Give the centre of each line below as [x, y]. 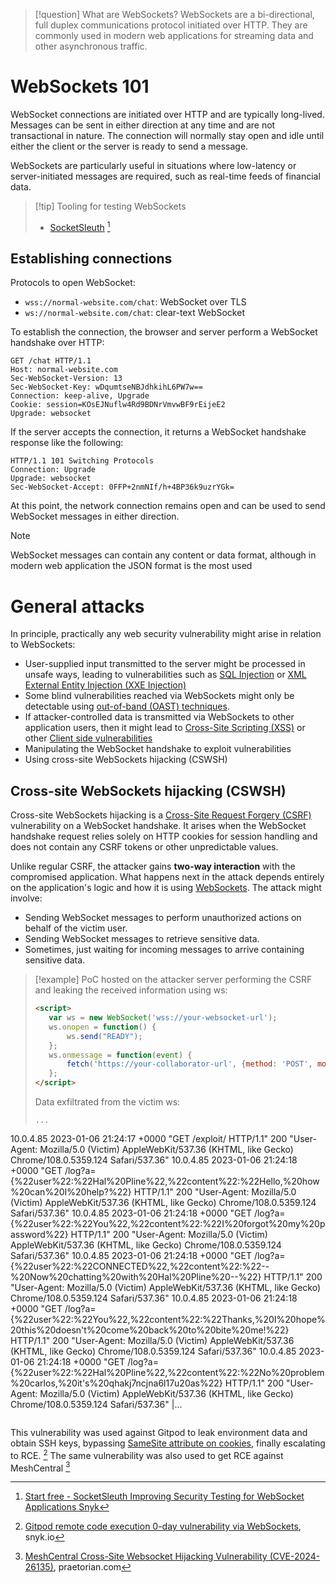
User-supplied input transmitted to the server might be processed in [165, 664]
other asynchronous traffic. [91, 46]
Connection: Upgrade [53, 470]
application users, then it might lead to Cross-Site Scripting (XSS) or [165, 728]
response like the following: [67, 443]
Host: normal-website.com [64, 370]
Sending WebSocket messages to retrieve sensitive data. [142, 939]
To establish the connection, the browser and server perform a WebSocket [164, 332]
